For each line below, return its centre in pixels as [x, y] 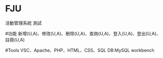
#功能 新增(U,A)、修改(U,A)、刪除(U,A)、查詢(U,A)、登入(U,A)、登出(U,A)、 [83, 33]
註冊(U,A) [15, 40]
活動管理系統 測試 [23, 23]
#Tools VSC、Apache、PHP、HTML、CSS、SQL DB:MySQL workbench [80, 50]
